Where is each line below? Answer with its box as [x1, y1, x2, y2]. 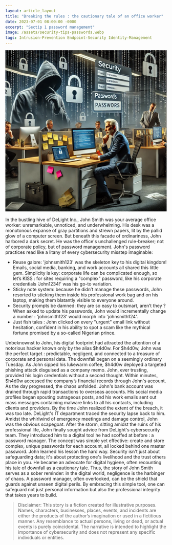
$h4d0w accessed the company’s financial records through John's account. [5, 378, 166, 384]
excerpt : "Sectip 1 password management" [5, 25, 95, 30]
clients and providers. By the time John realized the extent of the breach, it [5, 405, 163, 411]
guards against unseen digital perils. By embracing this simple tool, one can [5, 481, 165, 487]
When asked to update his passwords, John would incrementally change [12, 308, 166, 314]
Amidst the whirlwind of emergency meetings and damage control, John [5, 416, 158, 422]
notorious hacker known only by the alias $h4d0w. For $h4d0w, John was [5, 345, 161, 351]
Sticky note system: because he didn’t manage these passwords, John [12, 287, 162, 292]
